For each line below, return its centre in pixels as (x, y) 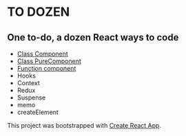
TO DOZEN (39, 12)
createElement (38, 112)
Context (28, 83)
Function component (46, 68)
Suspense (31, 98)
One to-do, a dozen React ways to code (93, 37)
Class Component (43, 54)
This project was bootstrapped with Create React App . (84, 125)
